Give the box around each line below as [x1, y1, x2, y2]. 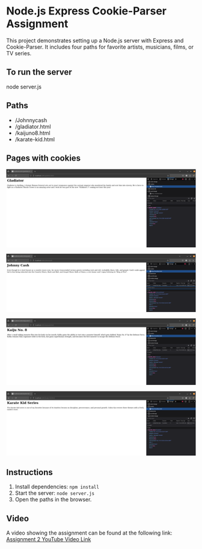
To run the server [6, 67, 72, 78]
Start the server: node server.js [14, 489, 95, 497]
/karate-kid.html [14, 135, 55, 143]
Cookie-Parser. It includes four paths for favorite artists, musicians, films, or [6, 43, 194, 51]
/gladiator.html [14, 123, 51, 130]
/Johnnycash [14, 116, 47, 124]
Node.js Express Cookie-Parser [6, 4, 167, 18]
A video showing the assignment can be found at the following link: [6, 529, 173, 536]
